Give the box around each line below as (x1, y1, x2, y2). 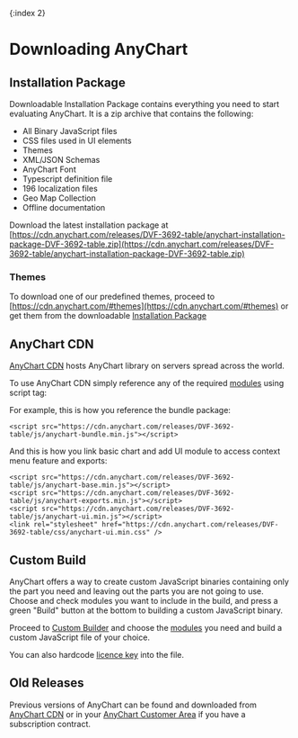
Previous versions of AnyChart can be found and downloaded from (9, 699, 258, 710)
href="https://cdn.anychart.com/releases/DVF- (101, 520, 279, 529)
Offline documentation (22, 202, 106, 212)
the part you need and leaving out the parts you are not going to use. (9, 585, 265, 597)
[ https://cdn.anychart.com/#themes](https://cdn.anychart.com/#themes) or (9, 301, 289, 311)
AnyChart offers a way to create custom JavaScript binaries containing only (9, 576, 290, 587)
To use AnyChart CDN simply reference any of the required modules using (9, 378, 285, 389)
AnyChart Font (22, 164, 76, 175)
